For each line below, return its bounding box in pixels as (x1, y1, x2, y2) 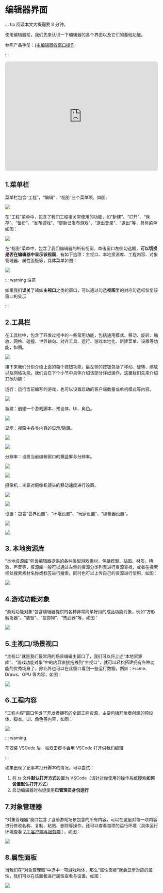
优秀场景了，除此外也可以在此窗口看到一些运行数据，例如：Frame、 (13, 666, 149, 671)
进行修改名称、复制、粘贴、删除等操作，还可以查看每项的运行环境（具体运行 (5, 823, 158, 828)
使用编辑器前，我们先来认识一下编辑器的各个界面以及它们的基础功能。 (5, 32, 146, 37)
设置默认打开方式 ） (12, 781, 51, 787)
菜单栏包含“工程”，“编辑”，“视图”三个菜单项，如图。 (5, 194, 110, 200)
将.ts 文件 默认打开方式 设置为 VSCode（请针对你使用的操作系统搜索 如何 (12, 775, 155, 781)
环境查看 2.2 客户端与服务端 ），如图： (5, 828, 81, 834)
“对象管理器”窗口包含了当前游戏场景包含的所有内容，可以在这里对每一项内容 (5, 816, 158, 822)
